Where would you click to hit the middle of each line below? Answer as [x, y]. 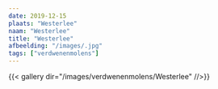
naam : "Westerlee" [39, 31]
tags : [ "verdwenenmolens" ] [54, 53]
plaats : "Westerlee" [43, 23]
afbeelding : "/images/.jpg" [56, 46]
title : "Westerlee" [41, 38]
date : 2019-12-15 [38, 16]
